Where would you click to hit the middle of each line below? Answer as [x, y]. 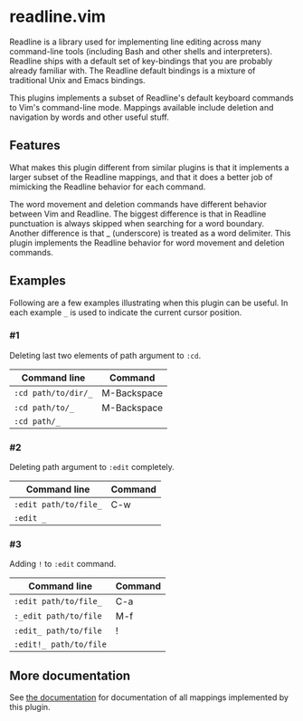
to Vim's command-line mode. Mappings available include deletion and [142, 107]
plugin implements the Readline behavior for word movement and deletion [147, 243]
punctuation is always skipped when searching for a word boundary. [137, 223]
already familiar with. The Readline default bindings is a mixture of [133, 71]
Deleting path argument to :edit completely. [92, 467]
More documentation [70, 675]
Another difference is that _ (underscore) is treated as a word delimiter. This [150, 233]
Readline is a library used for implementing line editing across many [136, 42]
